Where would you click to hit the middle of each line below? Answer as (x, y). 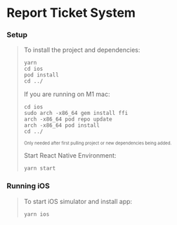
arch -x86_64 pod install (61, 125)
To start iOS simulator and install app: (78, 201)
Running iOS (28, 186)
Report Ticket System (71, 13)
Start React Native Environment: (70, 156)
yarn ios (37, 214)
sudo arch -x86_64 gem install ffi (76, 114)
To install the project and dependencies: (82, 50)
